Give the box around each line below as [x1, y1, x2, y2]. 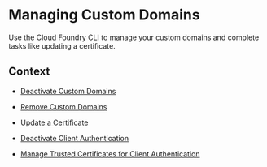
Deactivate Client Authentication [20, 133, 129, 143]
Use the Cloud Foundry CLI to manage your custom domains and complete [8, 32, 260, 42]
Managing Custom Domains [8, 6, 201, 24]
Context [8, 65, 50, 79]
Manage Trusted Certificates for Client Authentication [20, 148, 200, 159]
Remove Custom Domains [20, 101, 107, 111]
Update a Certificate [20, 118, 89, 127]
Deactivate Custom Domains [20, 86, 116, 96]
